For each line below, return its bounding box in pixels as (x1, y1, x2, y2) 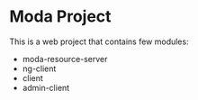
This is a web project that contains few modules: (9, 36, 189, 47)
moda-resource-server (22, 53, 108, 64)
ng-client (22, 63, 57, 74)
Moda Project (9, 6, 112, 27)
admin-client (22, 82, 70, 93)
